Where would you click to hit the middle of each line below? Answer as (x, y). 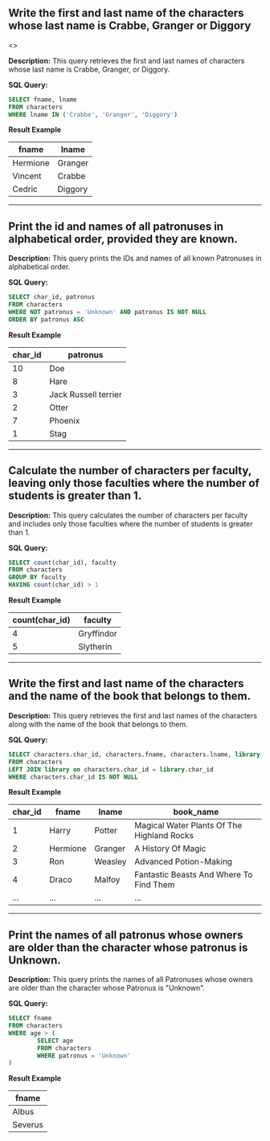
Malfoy (107, 880)
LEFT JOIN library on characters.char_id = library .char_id (111, 769)
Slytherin (95, 647)
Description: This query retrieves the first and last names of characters (127, 60)
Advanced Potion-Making (183, 861)
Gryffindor (98, 634)
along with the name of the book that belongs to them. (98, 724)
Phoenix (65, 420)
